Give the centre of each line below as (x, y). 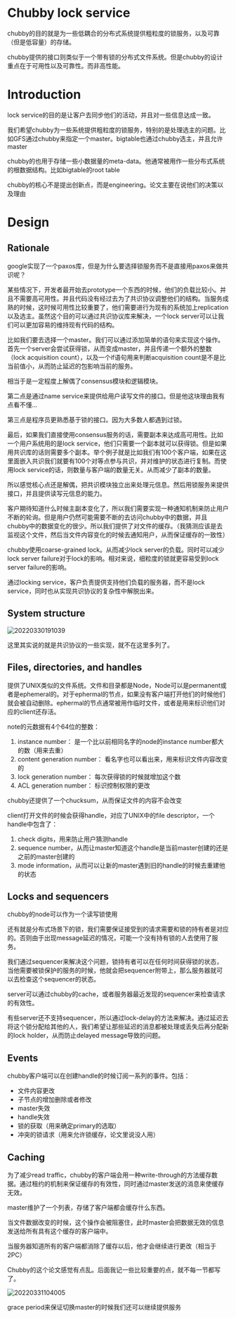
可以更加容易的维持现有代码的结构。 (65, 325)
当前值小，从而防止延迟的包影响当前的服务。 (72, 366)
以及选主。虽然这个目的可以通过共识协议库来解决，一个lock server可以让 (113, 316)
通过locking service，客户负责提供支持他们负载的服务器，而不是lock (106, 582)
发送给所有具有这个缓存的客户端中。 (60, 1231)
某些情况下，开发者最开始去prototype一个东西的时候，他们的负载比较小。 (114, 289)
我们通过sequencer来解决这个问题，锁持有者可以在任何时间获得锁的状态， (115, 962)
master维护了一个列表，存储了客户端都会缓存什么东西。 (88, 1207)
